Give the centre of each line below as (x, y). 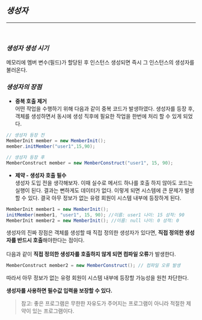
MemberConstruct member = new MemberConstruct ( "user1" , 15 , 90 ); (90, 163)
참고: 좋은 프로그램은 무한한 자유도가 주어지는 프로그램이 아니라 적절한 (103, 304)
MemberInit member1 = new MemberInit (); (58, 209)
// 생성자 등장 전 (26, 135)
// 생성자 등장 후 (26, 158)
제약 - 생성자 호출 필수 (41, 175)
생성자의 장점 (24, 87)
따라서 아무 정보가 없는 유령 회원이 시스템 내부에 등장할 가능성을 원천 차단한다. (98, 278)
